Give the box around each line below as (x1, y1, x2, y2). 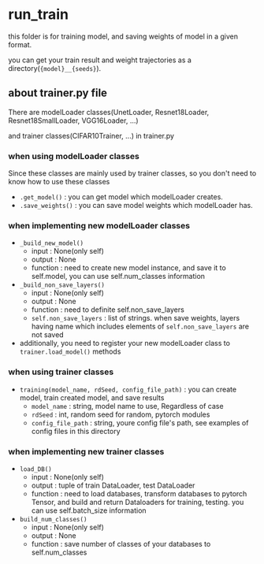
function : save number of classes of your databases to (31, 539, 211, 548)
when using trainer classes (8, 366, 114, 377)
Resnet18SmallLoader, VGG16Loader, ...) (8, 116, 139, 125)
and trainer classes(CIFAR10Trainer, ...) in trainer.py (8, 131, 175, 140)
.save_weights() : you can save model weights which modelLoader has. (19, 201, 254, 210)
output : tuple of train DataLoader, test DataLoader (31, 481, 195, 490)
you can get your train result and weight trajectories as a (8, 55, 191, 65)
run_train (8, 6, 69, 24)
